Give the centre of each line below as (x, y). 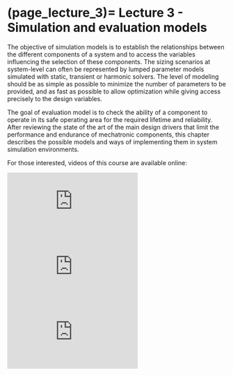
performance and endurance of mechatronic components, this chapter (109, 135)
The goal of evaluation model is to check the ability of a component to (107, 112)
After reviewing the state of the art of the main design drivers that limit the (113, 127)
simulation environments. (43, 149)
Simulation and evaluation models (107, 28)
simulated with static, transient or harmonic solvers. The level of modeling (113, 76)
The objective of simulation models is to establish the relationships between (116, 47)
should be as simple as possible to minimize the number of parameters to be (117, 84)
